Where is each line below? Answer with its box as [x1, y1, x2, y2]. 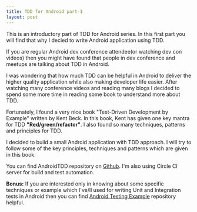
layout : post [6, 14, 38, 20]
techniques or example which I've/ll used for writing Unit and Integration [6, 186, 181, 193]
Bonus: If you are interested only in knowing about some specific [6, 180, 164, 187]
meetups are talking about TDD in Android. [6, 60, 110, 68]
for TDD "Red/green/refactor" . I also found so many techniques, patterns [6, 121, 185, 128]
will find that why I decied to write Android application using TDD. [6, 37, 165, 44]
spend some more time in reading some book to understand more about [6, 91, 181, 98]
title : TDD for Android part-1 [6, 8, 83, 15]
